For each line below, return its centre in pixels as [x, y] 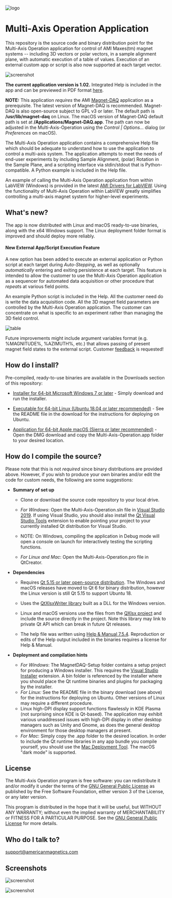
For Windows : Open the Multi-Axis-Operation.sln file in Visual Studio [92, 509]
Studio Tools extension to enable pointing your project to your [85, 520]
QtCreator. [31, 562]
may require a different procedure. [57, 703]
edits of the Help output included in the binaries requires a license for [93, 639]
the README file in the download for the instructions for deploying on [86, 414]
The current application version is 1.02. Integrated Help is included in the [83, 84]
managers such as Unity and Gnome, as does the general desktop [90, 725]
